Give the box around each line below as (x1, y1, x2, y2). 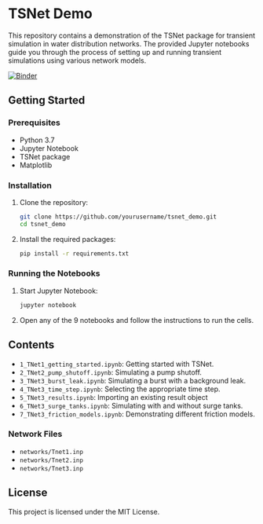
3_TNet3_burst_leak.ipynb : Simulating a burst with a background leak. (19, 376, 247, 385)
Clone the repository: (19, 197, 89, 207)
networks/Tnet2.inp (19, 456, 84, 464)
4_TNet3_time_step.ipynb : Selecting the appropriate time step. (19, 384, 221, 394)
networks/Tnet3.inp (19, 464, 84, 472)
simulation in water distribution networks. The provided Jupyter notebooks (8, 38, 250, 48)
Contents (8, 339, 55, 352)
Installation (8, 180, 53, 191)
